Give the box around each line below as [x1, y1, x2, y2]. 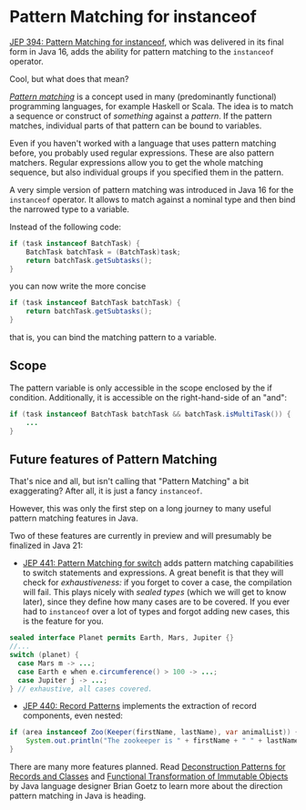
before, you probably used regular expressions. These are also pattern [9, 147, 275, 158]
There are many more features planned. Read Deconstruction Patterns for [9, 762, 286, 773]
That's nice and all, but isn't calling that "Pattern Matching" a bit [9, 476, 250, 487]
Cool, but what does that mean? [9, 73, 129, 84]
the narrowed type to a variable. [9, 203, 130, 215]
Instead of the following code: [9, 221, 121, 232]
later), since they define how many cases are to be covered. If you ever [22, 596, 291, 607]
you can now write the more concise [9, 280, 147, 292]
